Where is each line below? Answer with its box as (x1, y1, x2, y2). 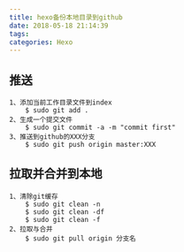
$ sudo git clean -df (25, 207, 104, 217)
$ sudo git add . (25, 106, 89, 115)
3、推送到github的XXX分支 (9, 133, 96, 141)
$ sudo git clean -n (25, 200, 101, 209)
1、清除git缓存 (9, 192, 59, 201)
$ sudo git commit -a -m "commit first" (25, 123, 176, 133)
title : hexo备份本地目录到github (9, 12, 123, 22)
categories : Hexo (9, 37, 73, 47)
